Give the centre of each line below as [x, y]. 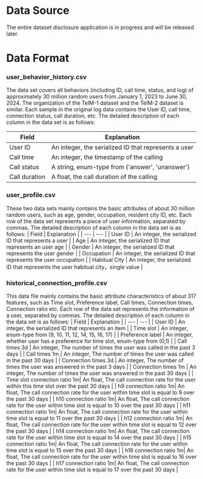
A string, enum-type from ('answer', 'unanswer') [121, 167]
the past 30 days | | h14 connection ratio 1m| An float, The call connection [98, 431]
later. [13, 33]
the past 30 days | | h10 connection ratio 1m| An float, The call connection [98, 399]
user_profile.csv [31, 195]
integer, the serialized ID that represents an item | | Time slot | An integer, [97, 328]
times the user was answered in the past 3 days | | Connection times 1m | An [101, 367]
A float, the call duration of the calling [104, 177]
